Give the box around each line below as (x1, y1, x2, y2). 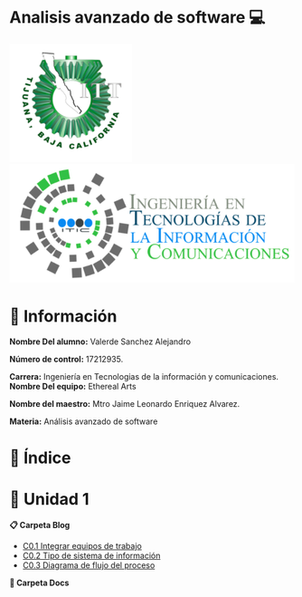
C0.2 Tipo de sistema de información (22, 550, 161, 562)
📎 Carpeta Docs (9, 577, 70, 589)
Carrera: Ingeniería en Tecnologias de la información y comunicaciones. (9, 371, 278, 381)
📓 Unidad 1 (9, 489, 90, 510)
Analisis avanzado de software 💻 (9, 7, 266, 28)
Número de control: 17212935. (9, 353, 124, 364)
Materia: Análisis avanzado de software (9, 416, 158, 427)
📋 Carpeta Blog (9, 520, 71, 531)
